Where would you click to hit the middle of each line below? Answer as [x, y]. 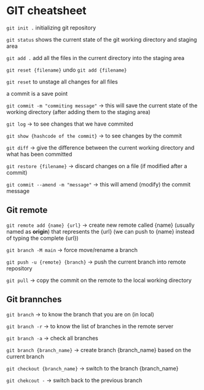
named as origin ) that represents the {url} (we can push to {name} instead [100, 231]
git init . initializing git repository [51, 28]
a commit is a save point [37, 93]
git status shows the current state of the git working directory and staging [102, 39]
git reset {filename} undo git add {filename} [67, 70]
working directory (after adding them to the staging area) [78, 112]
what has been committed [39, 154]
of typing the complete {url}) [42, 238]
